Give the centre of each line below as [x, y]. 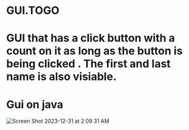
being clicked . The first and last [88, 64]
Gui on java [35, 104]
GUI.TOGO [33, 11]
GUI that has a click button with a [91, 38]
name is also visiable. [61, 77]
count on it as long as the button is [94, 51]
